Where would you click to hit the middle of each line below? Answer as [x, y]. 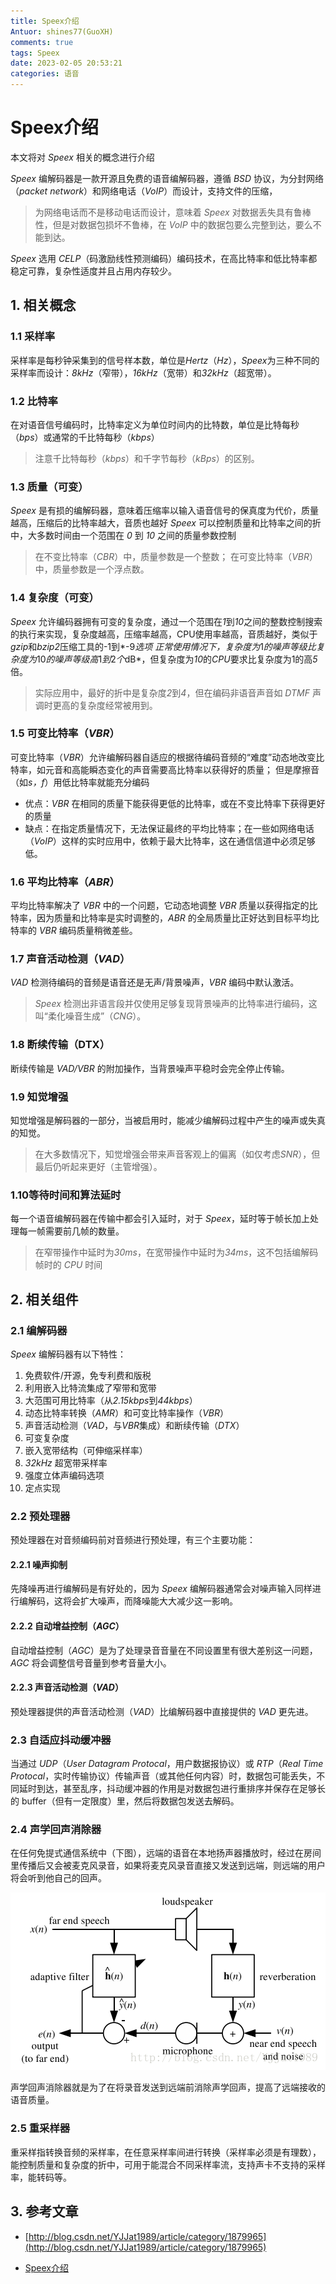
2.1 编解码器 [39, 1330]
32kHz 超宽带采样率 [66, 1462]
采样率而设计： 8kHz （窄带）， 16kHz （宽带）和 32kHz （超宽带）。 [143, 372]
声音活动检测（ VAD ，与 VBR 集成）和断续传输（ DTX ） [134, 1425]
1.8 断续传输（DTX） [60, 1045]
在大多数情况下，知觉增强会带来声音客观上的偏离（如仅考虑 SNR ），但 [177, 1154]
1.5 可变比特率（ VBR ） [65, 733]
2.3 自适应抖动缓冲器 [61, 1740]
